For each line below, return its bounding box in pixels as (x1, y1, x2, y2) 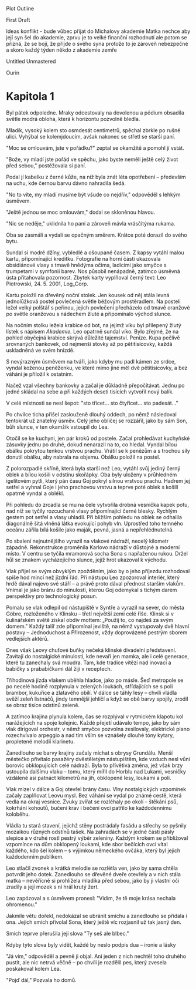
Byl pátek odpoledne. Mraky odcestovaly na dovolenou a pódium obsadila (6, 109, 184, 116)
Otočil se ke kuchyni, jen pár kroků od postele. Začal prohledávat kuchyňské (6, 435, 190, 442)
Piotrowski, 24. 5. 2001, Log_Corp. (6, 280, 89, 287)
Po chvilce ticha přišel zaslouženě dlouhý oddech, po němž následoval (6, 411, 177, 418)
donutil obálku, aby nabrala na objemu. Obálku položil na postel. (6, 453, 161, 460)
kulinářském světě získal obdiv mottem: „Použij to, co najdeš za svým (6, 616, 174, 623)
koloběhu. (6, 810, 30, 818)
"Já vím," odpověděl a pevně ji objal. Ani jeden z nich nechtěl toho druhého (6, 953, 186, 960)
